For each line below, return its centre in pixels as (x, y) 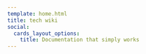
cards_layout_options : (47, 33)
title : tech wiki (33, 20)
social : (19, 27)
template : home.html (38, 14)
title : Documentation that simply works (80, 40)
